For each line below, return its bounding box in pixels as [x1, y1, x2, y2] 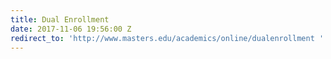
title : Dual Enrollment [10, 14, 110, 25]
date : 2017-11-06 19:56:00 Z [10, 24, 132, 34]
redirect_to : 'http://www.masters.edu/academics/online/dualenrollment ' [10, 33, 325, 43]
